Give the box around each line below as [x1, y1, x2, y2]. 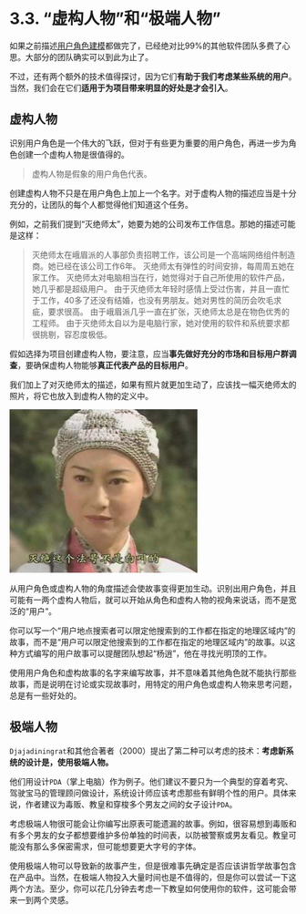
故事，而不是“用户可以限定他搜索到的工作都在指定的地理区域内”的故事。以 [9, 636, 289, 647]
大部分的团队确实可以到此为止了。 [25, 51, 153, 62]
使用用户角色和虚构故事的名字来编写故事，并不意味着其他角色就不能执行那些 [9, 667, 297, 678]
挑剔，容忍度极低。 [39, 329, 112, 340]
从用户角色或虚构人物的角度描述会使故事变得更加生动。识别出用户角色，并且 [9, 582, 297, 593]
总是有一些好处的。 [9, 690, 82, 701]
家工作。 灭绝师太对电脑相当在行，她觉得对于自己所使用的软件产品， [31, 272, 290, 282]
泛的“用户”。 [9, 605, 57, 616]
